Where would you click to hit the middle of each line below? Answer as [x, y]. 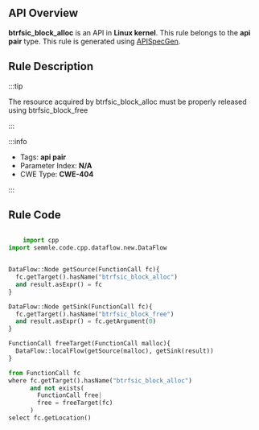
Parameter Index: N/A [56, 165]
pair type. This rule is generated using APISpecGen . [95, 41]
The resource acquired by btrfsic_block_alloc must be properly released [127, 101]
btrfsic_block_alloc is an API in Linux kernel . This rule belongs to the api [129, 32]
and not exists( [57, 388]
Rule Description [51, 66]
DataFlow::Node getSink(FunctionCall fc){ [80, 306]
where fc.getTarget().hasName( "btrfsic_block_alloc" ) [101, 380]
